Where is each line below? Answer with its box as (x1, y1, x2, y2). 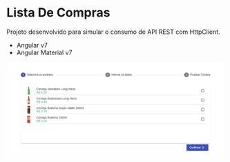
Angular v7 (16, 41, 48, 49)
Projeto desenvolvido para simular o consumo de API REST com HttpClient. (6, 28, 220, 36)
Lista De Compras (6, 5, 111, 21)
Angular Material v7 (16, 48, 73, 57)
